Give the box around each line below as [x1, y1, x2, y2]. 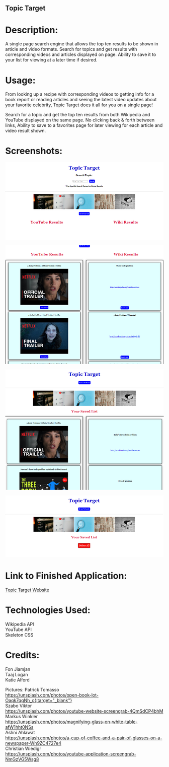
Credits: [5, 649, 40, 661]
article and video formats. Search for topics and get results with [5, 46, 137, 52]
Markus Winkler [5, 713, 38, 719]
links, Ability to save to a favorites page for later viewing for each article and [5, 122, 163, 128]
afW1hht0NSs [5, 724, 34, 730]
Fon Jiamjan [5, 666, 31, 672]
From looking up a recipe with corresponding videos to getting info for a [5, 91, 154, 97]
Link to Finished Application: [5, 570, 127, 582]
